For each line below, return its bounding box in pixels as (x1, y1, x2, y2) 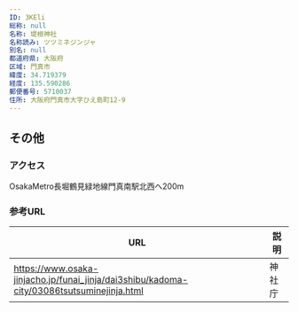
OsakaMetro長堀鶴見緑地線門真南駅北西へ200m (9, 181, 184, 191)
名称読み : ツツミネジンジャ (9, 37, 97, 47)
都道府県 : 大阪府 (9, 54, 64, 63)
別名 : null (9, 46, 47, 55)
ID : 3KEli (9, 12, 46, 22)
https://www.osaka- (13, 262, 99, 275)
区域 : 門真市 (9, 63, 51, 72)
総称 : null (9, 21, 47, 30)
